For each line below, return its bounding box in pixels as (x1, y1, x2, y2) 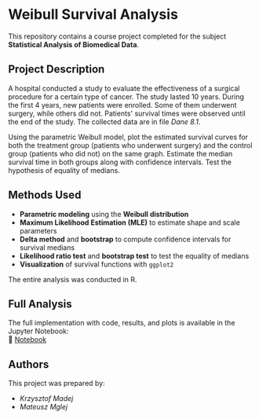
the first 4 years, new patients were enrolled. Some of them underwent (8, 100, 237, 109)
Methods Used (8, 189, 82, 202)
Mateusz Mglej (19, 402, 68, 412)
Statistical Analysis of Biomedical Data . (8, 39, 140, 49)
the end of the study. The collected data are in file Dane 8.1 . (8, 116, 201, 127)
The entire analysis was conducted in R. (8, 274, 137, 284)
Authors (8, 358, 49, 371)
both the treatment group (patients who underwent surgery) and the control (8, 140, 253, 150)
